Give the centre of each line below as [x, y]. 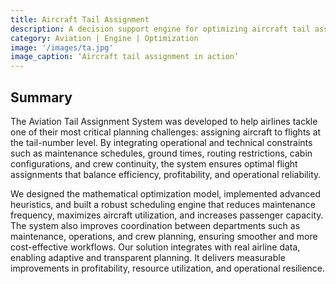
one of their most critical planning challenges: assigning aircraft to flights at [166, 132]
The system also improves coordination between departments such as [155, 225]
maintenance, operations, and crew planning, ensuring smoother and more [164, 236]
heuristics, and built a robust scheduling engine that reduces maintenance [163, 204]
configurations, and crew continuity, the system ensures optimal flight [154, 163]
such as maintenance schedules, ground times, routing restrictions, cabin [161, 153]
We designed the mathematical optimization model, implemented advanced [166, 193]
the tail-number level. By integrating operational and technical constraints [161, 142]
